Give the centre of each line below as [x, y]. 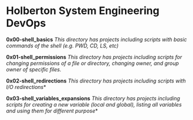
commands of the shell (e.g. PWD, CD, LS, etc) [62, 46]
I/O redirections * [26, 87]
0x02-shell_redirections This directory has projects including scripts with [96, 81]
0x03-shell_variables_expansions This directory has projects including [93, 98]
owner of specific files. [34, 69]
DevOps [26, 23]
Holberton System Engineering [83, 11]
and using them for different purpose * [52, 111]
